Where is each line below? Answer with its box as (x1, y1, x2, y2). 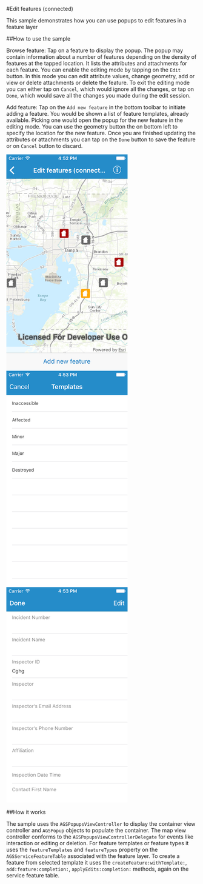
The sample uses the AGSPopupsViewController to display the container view (6, 820, 196, 827)
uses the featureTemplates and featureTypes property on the (6, 846, 158, 853)
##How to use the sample (6, 35, 71, 42)
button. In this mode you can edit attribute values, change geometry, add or (6, 73, 195, 79)
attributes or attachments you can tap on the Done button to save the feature (6, 136, 196, 143)
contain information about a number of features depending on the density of (6, 53, 197, 60)
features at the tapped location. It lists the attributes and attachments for (6, 60, 188, 67)
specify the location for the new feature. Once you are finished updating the (6, 130, 196, 136)
